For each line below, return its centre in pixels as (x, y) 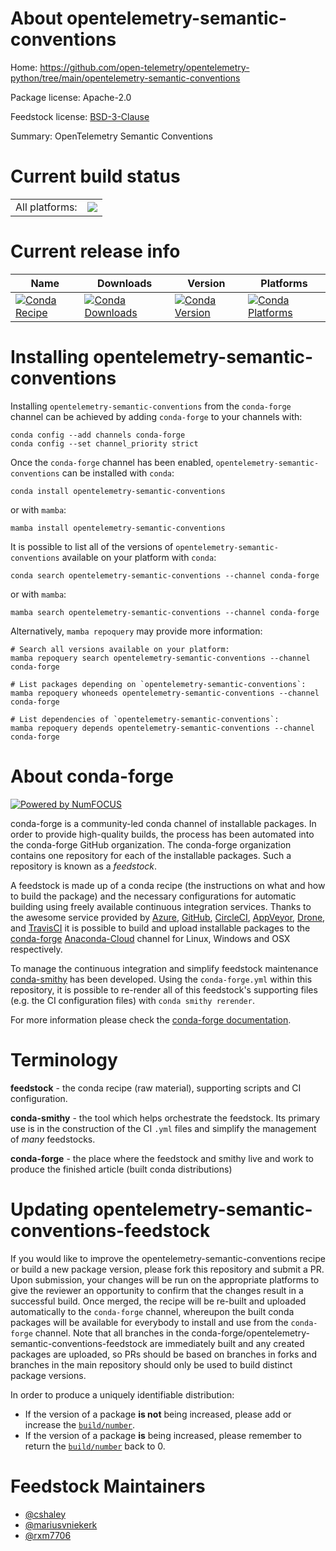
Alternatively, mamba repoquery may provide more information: (136, 631)
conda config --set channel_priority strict (104, 443)
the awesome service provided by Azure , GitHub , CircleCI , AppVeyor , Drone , (168, 917)
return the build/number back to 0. (95, 1446)
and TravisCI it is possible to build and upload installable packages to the (160, 928)
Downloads (124, 283)
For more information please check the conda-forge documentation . (151, 1019)
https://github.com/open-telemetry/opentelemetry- (144, 67)
